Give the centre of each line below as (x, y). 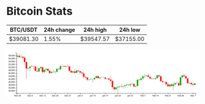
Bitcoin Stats (40, 11)
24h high (95, 30)
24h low (130, 30)
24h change (60, 30)
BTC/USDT (24, 30)
